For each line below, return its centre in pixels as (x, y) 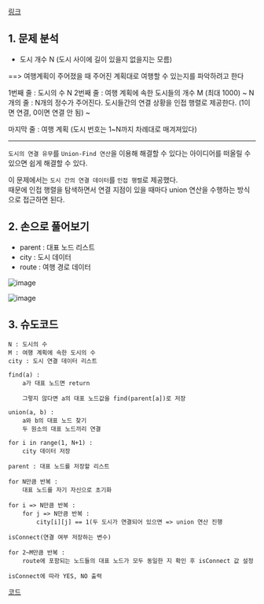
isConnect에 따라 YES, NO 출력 (55, 576)
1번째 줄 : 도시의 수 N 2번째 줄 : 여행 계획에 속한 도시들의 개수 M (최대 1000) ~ (128, 92)
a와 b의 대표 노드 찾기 (55, 421)
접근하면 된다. (44, 199)
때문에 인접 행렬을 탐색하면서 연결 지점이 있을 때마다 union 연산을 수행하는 (122, 189)
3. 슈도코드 (33, 325)
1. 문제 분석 (33, 39)
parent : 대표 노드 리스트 (57, 247)
